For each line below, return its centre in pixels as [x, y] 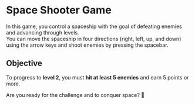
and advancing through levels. [43, 32]
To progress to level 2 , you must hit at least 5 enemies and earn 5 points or [97, 77]
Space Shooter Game [59, 10]
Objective [24, 63]
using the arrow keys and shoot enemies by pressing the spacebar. [87, 45]
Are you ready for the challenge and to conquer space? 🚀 [75, 95]
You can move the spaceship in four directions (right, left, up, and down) [94, 39]
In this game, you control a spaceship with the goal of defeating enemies [94, 26]
